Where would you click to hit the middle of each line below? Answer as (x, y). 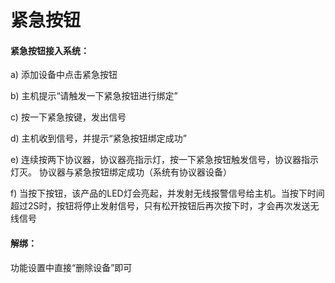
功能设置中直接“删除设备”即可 (71, 267)
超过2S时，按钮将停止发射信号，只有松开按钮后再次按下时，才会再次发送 (160, 206)
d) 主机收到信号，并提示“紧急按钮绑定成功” (98, 138)
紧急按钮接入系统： (50, 50)
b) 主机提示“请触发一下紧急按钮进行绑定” (94, 96)
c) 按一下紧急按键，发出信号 (68, 117)
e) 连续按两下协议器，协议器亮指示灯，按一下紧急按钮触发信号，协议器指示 (165, 160)
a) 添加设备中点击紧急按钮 (64, 75)
